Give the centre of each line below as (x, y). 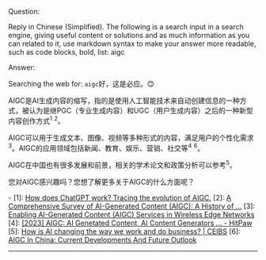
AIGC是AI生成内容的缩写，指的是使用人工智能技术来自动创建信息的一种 (124, 101)
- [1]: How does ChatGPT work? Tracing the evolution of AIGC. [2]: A (120, 197)
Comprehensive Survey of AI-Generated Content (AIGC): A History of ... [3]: (132, 206)
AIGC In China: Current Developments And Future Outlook (103, 239)
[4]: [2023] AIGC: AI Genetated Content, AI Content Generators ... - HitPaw (130, 223)
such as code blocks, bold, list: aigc (66, 52)
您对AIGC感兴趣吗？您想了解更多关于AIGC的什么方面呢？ (102, 182)
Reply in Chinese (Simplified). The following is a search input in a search (126, 27)
